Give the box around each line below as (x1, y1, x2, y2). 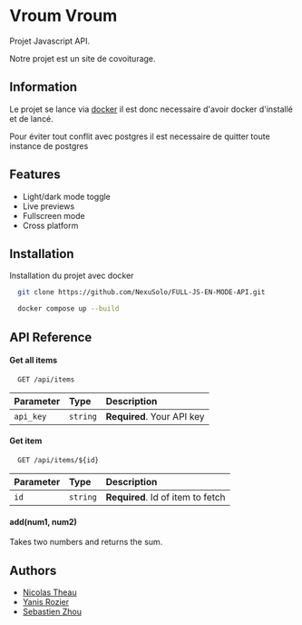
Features (9, 167, 61, 183)
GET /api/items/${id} (17, 455, 100, 464)
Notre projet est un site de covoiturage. (9, 53, 156, 64)
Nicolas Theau (22, 587, 77, 598)
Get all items (9, 355, 58, 366)
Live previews (22, 201, 75, 212)
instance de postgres (9, 140, 89, 151)
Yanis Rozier (22, 596, 70, 607)
